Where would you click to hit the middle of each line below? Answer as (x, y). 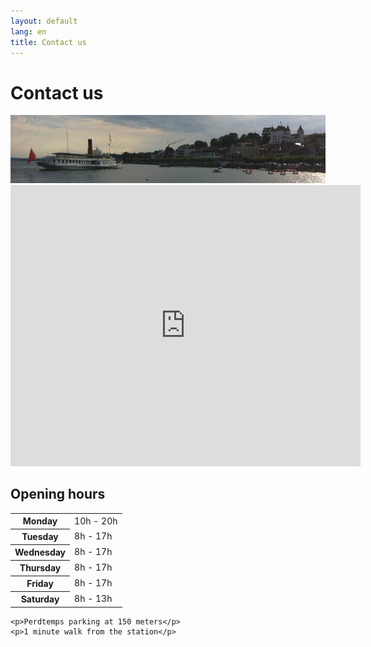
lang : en (28, 31)
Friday (40, 584)
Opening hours (58, 494)
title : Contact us (48, 42)
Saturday (40, 599)
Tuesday (40, 537)
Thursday (40, 568)
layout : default (44, 21)
